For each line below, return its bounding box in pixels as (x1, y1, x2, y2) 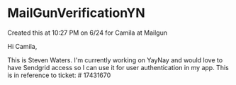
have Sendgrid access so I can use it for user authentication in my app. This (7, 63, 229, 72)
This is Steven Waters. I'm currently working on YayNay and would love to (7, 55, 223, 64)
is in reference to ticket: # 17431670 (7, 71, 111, 79)
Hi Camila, (7, 42, 38, 50)
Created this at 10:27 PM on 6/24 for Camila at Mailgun (7, 28, 168, 37)
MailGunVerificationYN (7, 5, 145, 21)
